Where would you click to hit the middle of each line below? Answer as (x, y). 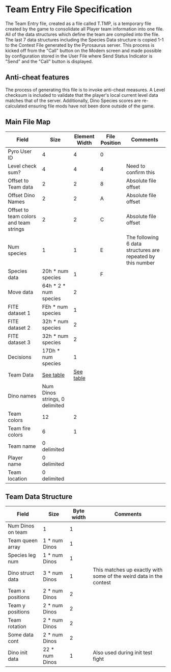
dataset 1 (19, 313)
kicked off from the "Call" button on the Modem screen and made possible (83, 50)
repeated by (141, 256)
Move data (21, 292)
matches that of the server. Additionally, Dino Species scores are (73, 100)
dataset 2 (19, 328)
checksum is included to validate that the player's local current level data (82, 95)
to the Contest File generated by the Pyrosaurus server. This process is (80, 45)
